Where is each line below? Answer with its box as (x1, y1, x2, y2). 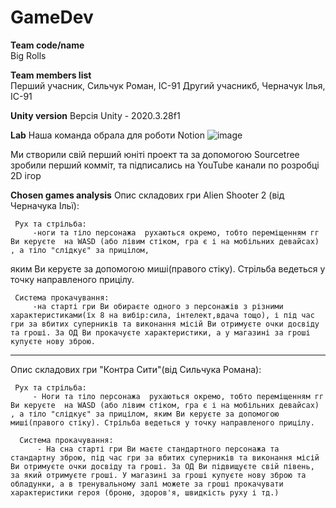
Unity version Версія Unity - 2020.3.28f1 (10, 109, 181, 121)
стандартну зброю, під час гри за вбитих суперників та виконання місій (10, 452, 320, 463)
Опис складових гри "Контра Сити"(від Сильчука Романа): (10, 363, 262, 375)
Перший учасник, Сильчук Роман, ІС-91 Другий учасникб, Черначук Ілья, (10, 79, 326, 91)
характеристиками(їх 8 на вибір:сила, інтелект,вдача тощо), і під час (10, 310, 315, 320)
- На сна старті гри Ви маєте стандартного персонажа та (36, 444, 280, 454)
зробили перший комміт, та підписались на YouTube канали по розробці (10, 159, 320, 171)
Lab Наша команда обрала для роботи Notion (10, 129, 205, 141)
